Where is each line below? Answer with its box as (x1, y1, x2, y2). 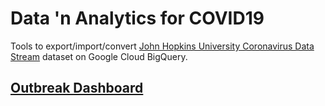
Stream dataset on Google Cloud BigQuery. (10, 50, 188, 62)
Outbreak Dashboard (10, 80, 144, 97)
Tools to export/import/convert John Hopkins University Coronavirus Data (10, 40, 315, 52)
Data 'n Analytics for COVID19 (10, 7, 265, 30)
